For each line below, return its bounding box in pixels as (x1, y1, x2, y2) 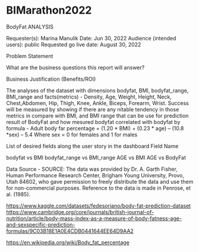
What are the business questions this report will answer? (6, 63, 145, 71)
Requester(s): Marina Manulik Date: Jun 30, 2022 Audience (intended (6, 34, 176, 42)
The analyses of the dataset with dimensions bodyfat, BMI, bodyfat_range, (6, 87, 189, 94)
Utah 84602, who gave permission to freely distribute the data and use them (6, 178, 194, 185)
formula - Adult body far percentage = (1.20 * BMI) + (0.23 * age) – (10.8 (6, 125, 184, 132)
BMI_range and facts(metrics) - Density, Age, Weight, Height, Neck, (6, 93, 172, 100)
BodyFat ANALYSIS (6, 23, 53, 30)
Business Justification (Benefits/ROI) (6, 75, 96, 82)
